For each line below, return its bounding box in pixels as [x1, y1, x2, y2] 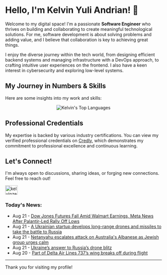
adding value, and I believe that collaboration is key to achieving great [5, 37, 148, 43]
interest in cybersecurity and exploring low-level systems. [5, 67, 124, 73]
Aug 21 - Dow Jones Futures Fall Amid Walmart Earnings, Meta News [12, 213, 154, 219]
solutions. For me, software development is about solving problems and [5, 31, 152, 37]
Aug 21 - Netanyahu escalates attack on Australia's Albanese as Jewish [12, 234, 159, 240]
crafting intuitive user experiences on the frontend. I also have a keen [5, 62, 148, 68]
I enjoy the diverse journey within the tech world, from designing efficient [5, 52, 155, 58]
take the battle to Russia [12, 228, 62, 235]
